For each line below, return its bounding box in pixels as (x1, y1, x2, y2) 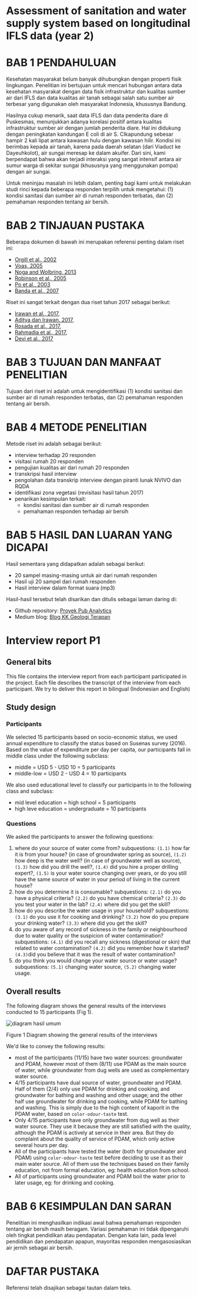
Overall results (6, 986, 61, 996)
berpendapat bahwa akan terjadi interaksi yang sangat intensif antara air (6, 156, 182, 163)
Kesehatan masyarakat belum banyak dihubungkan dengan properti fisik (6, 75, 182, 83)
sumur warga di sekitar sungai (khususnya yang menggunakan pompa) (6, 162, 178, 169)
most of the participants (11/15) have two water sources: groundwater (14, 1054, 183, 1061)
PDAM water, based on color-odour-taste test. (14, 1110, 129, 1117)
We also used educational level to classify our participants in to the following (6, 781, 192, 788)
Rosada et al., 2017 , (14, 322, 62, 330)
